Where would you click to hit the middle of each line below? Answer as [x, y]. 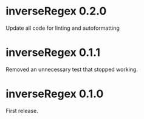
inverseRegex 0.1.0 [55, 94]
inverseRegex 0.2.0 [56, 11]
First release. [22, 110]
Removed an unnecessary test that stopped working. [72, 69]
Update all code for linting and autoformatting [63, 28]
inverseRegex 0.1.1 [53, 53]
